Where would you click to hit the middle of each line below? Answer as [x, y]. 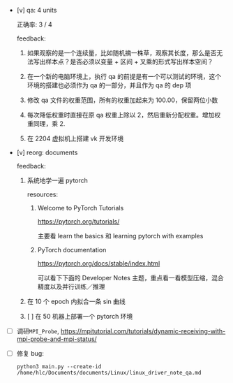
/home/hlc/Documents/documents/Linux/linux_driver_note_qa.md [109, 373]
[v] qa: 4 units [37, 10]
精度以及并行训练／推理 [71, 287]
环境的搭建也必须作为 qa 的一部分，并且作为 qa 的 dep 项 [109, 85]
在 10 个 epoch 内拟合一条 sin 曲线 [76, 301]
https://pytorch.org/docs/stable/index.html [99, 263]
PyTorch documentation [72, 250]
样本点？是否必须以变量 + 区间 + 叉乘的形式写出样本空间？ [129, 62]
